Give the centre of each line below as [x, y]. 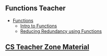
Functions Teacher [35, 8]
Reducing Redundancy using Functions [61, 31]
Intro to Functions [39, 26]
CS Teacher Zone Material [47, 47]
